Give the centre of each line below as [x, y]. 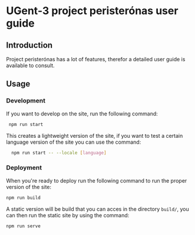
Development [26, 101]
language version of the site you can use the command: [74, 142]
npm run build [24, 198]
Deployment [24, 168]
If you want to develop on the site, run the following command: [82, 114]
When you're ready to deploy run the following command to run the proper [97, 180]
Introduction [29, 45]
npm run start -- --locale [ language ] [59, 153]
